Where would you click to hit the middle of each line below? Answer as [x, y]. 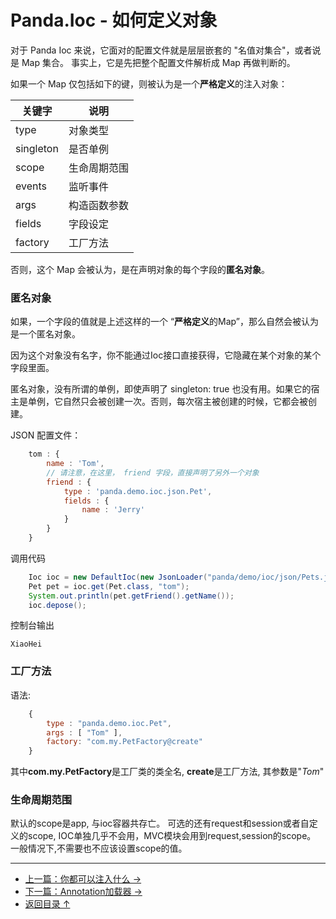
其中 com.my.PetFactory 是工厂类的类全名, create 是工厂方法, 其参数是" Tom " [167, 772]
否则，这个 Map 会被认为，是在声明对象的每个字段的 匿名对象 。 [140, 269]
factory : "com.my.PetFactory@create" [124, 742]
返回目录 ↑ [47, 904]
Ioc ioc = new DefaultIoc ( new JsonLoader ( [118, 577]
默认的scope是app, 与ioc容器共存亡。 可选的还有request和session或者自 [160, 823]
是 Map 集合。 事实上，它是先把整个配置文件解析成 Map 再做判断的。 [153, 62]
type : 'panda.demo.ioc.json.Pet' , [138, 491]
